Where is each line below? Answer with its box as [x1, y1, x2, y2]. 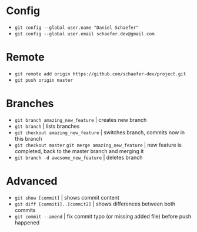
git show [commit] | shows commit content [14, 194, 119, 201]
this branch [14, 135, 42, 142]
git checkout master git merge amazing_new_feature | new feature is [14, 141, 182, 148]
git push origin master [14, 77, 74, 83]
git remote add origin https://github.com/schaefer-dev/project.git [14, 71, 186, 77]
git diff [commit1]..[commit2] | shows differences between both [14, 200, 176, 207]
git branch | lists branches [14, 122, 80, 130]
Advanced [6, 175, 58, 188]
